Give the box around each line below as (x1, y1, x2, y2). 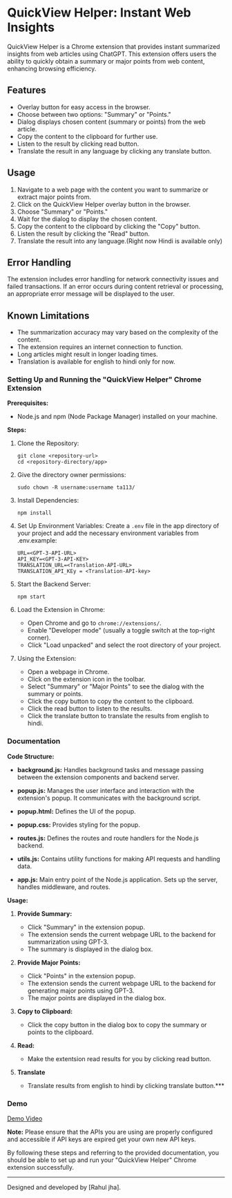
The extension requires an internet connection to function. (17, 343, 183, 351)
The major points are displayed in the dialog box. (27, 993, 166, 1002)
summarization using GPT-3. (27, 937, 109, 946)
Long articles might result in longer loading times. (17, 350, 159, 359)
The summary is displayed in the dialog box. (27, 945, 153, 953)
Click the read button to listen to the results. (27, 704, 153, 713)
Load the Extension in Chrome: (17, 606, 106, 614)
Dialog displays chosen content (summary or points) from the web (17, 118, 206, 126)
